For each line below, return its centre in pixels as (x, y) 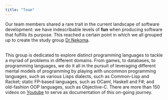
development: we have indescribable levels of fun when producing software (84, 29)
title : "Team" (20, 10)
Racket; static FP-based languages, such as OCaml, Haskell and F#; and (80, 81)
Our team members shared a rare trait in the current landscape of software (82, 24)
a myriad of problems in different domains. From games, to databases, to (80, 60)
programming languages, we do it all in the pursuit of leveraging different (80, 65)
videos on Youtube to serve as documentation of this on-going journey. (79, 92)
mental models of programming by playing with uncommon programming (81, 71)
